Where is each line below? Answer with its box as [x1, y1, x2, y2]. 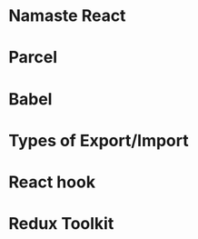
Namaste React [8, 5, 126, 26]
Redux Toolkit [8, 214, 114, 234]
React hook [8, 172, 96, 192]
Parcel [8, 47, 58, 68]
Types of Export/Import [8, 130, 189, 151]
